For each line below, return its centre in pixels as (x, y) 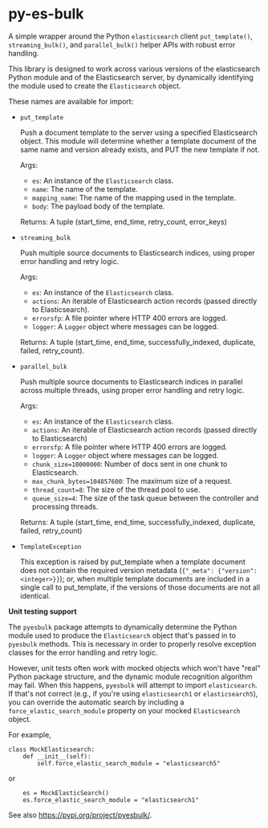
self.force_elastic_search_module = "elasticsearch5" (129, 763)
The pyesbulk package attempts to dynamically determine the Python (123, 627)
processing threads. (65, 506)
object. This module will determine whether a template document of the (138, 140)
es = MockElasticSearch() (66, 793)
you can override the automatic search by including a (96, 702)
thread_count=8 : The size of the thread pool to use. (116, 489)
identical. (35, 595)
